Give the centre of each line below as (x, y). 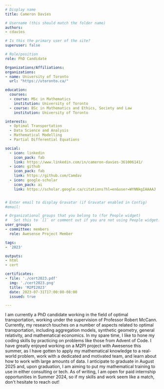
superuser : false (23, 45)
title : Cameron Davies (28, 14)
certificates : (20, 274)
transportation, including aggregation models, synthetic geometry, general (80, 330)
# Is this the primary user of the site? (48, 41)
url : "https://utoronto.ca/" (39, 81)
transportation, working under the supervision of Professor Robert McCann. (81, 320)
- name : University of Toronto (37, 77)
